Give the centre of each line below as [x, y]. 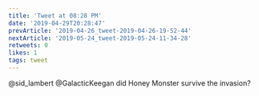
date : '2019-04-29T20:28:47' [57, 23]
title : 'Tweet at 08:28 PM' [55, 16]
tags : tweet [28, 61]
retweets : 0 [28, 46]
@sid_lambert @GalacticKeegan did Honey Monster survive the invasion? [129, 83]
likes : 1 [23, 53]
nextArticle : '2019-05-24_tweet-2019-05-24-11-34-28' [100, 38]
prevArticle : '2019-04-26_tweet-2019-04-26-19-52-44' [100, 30]
